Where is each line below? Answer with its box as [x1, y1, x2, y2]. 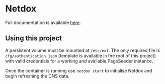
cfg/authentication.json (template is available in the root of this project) [5, 52, 156, 58]
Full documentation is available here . [5, 19, 81, 25]
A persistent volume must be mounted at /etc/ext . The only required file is [5, 47, 160, 53]
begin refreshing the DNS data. [5, 73, 69, 79]
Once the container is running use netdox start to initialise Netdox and [5, 67, 152, 73]
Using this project [5, 34, 62, 42]
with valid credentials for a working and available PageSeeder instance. [5, 58, 153, 64]
